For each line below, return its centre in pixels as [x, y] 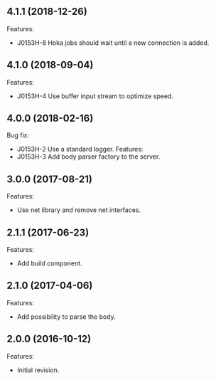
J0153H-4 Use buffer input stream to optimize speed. [95, 96]
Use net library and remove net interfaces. [79, 210]
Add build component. [49, 263]
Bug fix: [18, 135]
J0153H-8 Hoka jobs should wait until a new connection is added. [113, 43]
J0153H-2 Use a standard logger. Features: [80, 149]
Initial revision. [38, 370]
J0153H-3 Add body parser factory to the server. [88, 157]
